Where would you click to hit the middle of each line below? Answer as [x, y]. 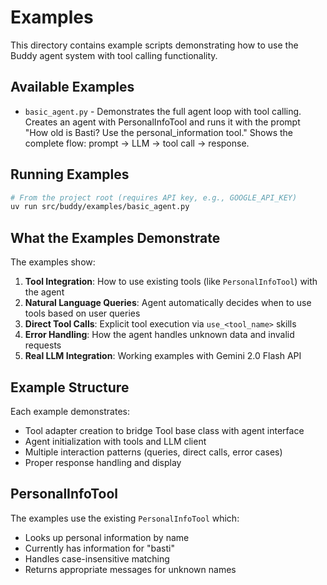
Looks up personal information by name [107, 537]
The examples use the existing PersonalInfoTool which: [125, 518]
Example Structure [70, 387]
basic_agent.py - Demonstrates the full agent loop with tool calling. [163, 111]
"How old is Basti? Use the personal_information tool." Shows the [158, 132]
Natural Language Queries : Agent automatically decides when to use [168, 303]
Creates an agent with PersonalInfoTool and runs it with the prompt [162, 122]
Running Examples [70, 174]
